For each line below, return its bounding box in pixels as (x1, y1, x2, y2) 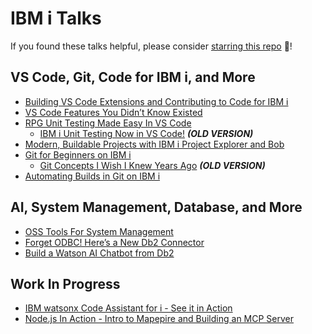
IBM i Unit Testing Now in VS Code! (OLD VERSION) (39, 127, 254, 139)
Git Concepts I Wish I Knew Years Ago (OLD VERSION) (39, 159, 266, 171)
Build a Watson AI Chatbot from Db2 (24, 247, 175, 259)
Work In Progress (10, 275, 121, 292)
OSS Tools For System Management (24, 225, 174, 237)
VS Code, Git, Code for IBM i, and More (10, 69, 256, 86)
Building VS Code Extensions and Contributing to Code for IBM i (24, 95, 289, 107)
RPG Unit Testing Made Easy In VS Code (24, 117, 192, 129)
